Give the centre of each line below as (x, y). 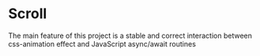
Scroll (28, 14)
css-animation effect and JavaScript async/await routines (102, 43)
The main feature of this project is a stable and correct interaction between (130, 35)
